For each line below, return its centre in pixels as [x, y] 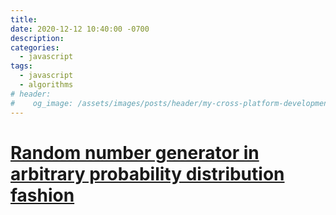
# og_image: [42, 103]
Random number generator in [135, 152]
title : [24, 19]
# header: [31, 94]
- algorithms [46, 85]
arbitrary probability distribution [147, 173]
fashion [42, 195]
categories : [35, 47]
